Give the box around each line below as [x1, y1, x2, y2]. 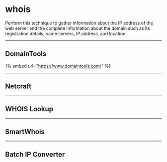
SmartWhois [5, 127, 45, 136]
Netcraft [5, 82, 32, 91]
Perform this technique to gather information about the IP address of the [5, 20, 153, 26]
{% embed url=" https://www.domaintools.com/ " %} [5, 63, 111, 69]
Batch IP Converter [5, 150, 65, 159]
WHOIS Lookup [5, 105, 54, 113]
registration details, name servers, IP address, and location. [5, 30, 127, 36]
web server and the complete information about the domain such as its [5, 25, 150, 31]
